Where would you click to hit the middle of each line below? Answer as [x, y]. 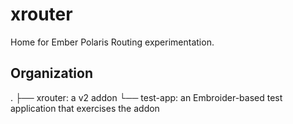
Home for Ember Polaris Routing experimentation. [112, 42]
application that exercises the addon [85, 108]
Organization [51, 73]
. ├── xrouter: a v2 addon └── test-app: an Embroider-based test [146, 97]
